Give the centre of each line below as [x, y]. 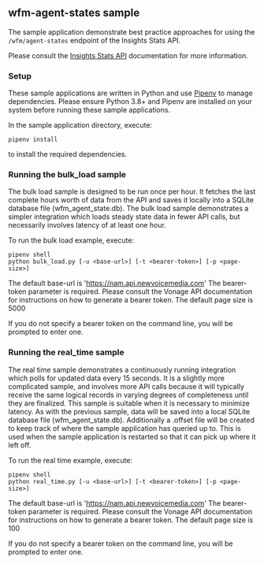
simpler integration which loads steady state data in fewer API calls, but [124, 217]
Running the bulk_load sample [67, 175]
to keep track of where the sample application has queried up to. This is [125, 428]
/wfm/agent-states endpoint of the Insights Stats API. [95, 40]
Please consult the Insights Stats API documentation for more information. [128, 55]
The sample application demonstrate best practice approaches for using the [132, 32]
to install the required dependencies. [68, 154]
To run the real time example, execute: [70, 460]
